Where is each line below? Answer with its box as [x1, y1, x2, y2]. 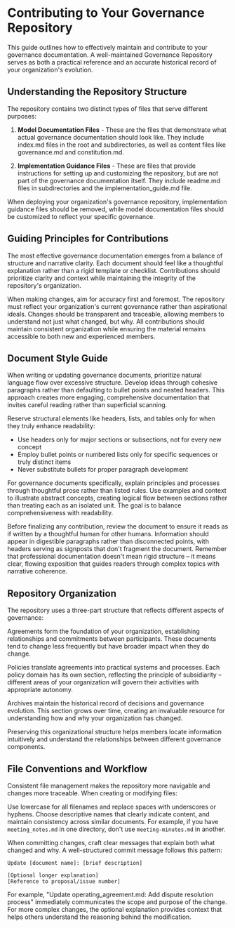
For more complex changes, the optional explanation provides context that [7, 906, 222, 913]
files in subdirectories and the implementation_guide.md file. [17, 184, 192, 192]
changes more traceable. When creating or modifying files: [7, 789, 177, 797]
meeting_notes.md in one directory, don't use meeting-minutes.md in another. [7, 825, 226, 833]
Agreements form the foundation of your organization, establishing [7, 627, 200, 636]
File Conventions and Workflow [7, 763, 147, 775]
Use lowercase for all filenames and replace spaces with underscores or [7, 802, 216, 811]
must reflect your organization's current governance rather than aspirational [7, 302, 227, 310]
